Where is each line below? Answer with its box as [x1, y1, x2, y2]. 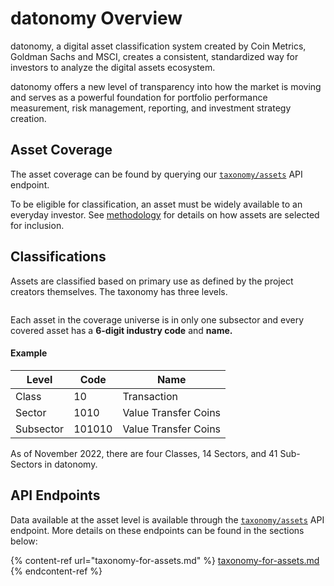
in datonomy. [44, 458, 98, 470]
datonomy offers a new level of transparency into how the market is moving [10, 80, 322, 92]
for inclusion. [10, 219, 65, 231]
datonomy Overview [10, 7, 183, 30]
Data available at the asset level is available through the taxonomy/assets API [10, 513, 325, 526]
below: [10, 535, 38, 547]
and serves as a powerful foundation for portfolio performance [10, 91, 268, 103]
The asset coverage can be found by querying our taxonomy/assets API [10, 168, 303, 180]
